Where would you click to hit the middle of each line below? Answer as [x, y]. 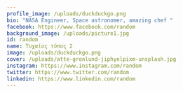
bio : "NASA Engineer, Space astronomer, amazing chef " [90, 20]
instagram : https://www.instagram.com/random [74, 66]
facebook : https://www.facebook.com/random [71, 27]
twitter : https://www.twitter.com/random [68, 72]
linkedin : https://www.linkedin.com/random [71, 79]
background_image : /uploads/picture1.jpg [68, 33]
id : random [22, 40]
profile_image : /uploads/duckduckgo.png [67, 14]
